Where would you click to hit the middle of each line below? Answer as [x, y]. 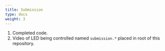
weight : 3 [15, 19]
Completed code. [30, 33]
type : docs [16, 14]
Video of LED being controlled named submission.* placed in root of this [86, 38]
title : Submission [24, 10]
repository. [23, 44]
